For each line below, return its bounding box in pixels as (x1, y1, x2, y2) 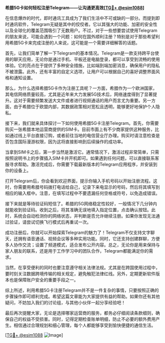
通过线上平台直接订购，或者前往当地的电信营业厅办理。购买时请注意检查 (9, 133, 156, 138)
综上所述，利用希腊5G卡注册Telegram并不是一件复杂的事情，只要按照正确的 (5, 287, 159, 293)
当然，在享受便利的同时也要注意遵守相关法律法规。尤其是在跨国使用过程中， (5, 265, 160, 270)
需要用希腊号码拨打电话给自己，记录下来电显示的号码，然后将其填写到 (18, 184, 160, 190)
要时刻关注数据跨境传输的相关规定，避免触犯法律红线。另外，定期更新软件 (5, 271, 156, 277)
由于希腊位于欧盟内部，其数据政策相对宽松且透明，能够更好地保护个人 (13, 104, 156, 110)
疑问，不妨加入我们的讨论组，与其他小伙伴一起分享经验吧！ (5, 300, 126, 305)
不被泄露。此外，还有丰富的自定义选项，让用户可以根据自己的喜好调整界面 (5, 69, 156, 74)
